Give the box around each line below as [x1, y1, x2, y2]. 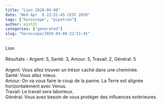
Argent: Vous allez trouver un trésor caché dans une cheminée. [5, 67, 138, 73]
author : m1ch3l [5, 21, 38, 27]
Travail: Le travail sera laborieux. [5, 89, 74, 94]
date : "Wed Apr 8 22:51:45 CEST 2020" [5, 12, 90, 17]
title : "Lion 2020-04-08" [5, 7, 60, 13]
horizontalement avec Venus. [5, 83, 67, 89]
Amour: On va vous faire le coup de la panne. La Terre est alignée [5, 77, 144, 84]
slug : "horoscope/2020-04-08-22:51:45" [5, 31, 90, 36]
